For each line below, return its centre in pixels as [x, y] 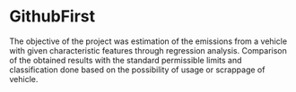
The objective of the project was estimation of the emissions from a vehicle [148, 41]
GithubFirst [52, 17]
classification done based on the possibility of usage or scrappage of [137, 70]
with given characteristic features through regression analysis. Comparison [148, 50]
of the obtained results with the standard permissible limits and [126, 60]
